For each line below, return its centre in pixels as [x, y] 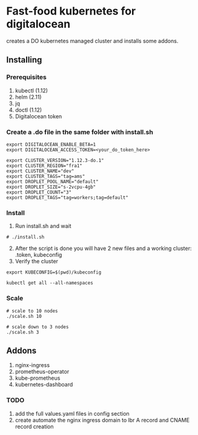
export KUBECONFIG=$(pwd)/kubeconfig [54, 272]
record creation [34, 427]
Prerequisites [26, 77]
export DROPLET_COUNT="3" [39, 192]
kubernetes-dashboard [44, 385]
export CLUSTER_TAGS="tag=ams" [46, 176]
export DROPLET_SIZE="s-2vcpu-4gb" [51, 187]
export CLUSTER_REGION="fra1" [45, 166]
